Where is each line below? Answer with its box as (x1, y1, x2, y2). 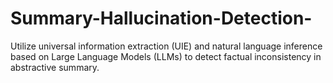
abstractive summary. (10, 61, 100, 73)
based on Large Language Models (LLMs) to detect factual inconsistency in (10, 50, 322, 62)
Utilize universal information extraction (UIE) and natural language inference (10, 40, 323, 52)
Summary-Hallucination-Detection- (10, 7, 313, 30)
